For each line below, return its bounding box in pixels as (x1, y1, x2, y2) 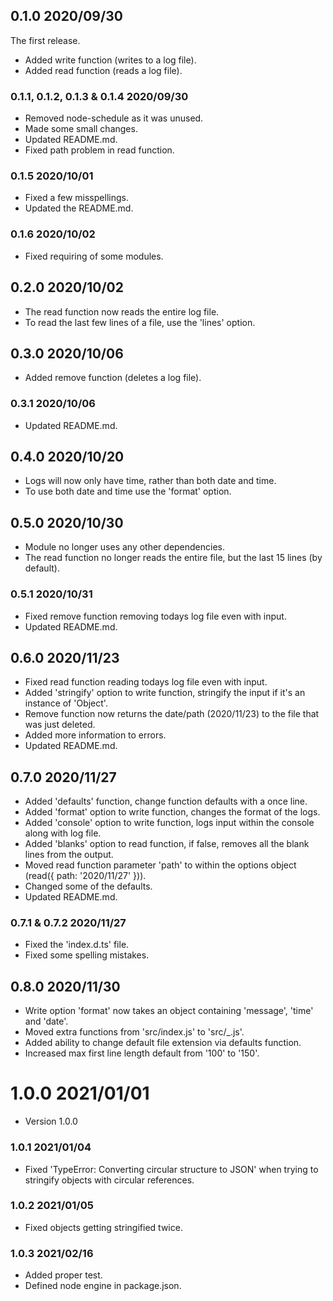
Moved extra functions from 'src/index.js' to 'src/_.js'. (24, 1026, 245, 1038)
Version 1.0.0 (24, 1115, 78, 1128)
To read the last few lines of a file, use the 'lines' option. (24, 316, 256, 328)
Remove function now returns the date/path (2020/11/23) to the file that (24, 708, 320, 720)
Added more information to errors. (24, 729, 167, 741)
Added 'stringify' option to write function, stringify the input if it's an (24, 687, 306, 699)
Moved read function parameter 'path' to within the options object (24, 859, 297, 871)
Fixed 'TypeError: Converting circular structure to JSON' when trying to (24, 1163, 319, 1175)
